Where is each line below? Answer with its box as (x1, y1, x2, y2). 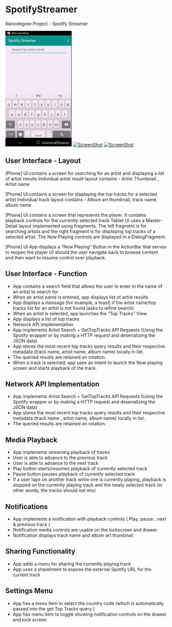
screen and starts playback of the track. (12, 365, 97, 371)
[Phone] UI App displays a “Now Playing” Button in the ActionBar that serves (5, 243, 167, 250)
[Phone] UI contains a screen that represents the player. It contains (5, 212, 147, 218)
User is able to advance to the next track (12, 460, 99, 466)
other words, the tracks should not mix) (12, 487, 96, 493)
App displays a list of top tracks (12, 316, 79, 322)
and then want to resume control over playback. (5, 254, 106, 260)
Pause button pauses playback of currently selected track (12, 471, 135, 477)
